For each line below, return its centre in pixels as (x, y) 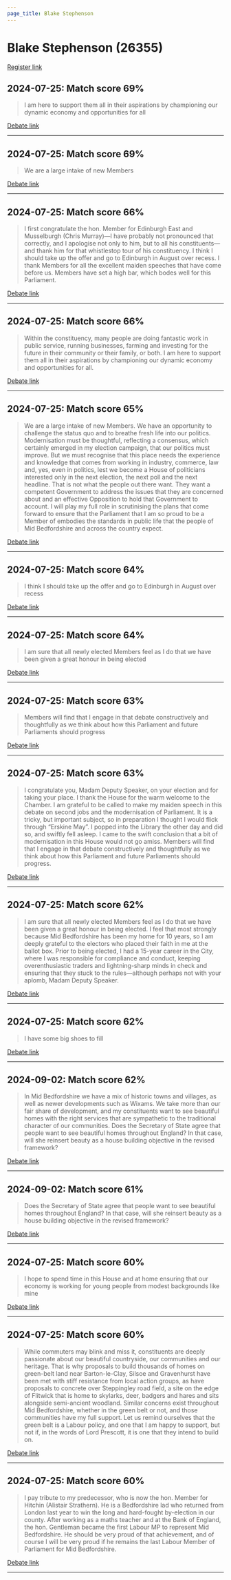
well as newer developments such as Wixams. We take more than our (122, 1104)
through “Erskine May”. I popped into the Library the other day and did (123, 827)
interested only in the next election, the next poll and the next (111, 477)
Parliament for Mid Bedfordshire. (70, 1549)
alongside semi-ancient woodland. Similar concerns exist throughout (121, 1403)
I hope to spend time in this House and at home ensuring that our (116, 1278)
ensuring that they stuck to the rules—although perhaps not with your (122, 973)
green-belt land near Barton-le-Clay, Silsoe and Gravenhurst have (117, 1373)
